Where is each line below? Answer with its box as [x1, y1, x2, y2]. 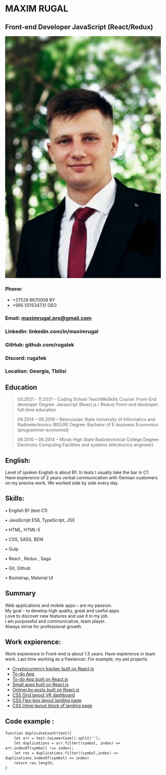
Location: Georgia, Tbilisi [5, 368, 67, 375]
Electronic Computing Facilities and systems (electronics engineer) [17, 442, 154, 448]
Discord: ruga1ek [5, 354, 47, 361]
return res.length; [14, 761, 54, 766]
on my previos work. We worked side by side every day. [5, 480, 119, 486]
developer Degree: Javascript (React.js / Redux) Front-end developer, [17, 401, 159, 407]
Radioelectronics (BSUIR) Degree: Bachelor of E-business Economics [17, 422, 159, 428]
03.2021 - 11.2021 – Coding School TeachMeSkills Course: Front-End [17, 396, 157, 402]
